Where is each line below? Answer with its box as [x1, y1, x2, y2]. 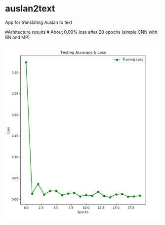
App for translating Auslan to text [5, 19, 73, 25]
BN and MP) [5, 34, 30, 40]
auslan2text [5, 3, 55, 14]
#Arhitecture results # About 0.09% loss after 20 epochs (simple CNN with [5, 29, 158, 35]
